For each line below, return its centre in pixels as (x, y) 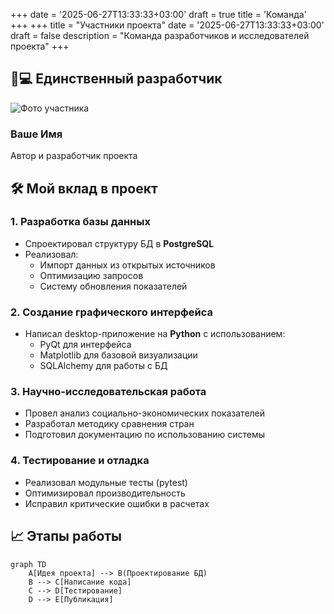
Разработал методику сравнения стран (109, 424)
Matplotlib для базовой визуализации (118, 355)
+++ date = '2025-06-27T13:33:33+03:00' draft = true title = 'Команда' (158, 14)
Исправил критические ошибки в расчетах (117, 503)
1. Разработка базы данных (80, 222)
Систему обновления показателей (113, 286)
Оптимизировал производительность (105, 493)
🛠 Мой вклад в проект (84, 188)
